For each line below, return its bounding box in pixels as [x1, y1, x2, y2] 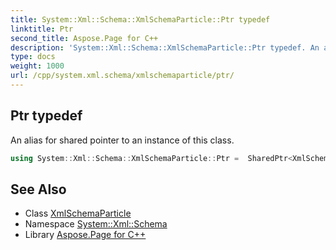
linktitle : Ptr [10, 24, 74, 34]
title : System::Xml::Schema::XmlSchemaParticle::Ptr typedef [10, 14, 271, 25]
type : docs [10, 52, 56, 62]
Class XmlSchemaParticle [24, 207, 132, 220]
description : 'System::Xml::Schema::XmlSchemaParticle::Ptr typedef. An [10, 42, 320, 53]
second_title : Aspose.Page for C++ [10, 33, 159, 43]
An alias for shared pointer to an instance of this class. [10, 134, 235, 146]
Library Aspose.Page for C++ [24, 229, 147, 241]
